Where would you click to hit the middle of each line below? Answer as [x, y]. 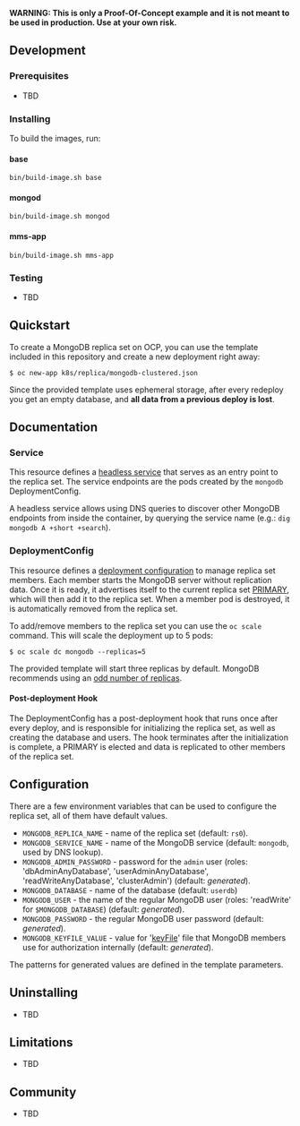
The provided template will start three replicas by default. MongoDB [134, 668]
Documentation [54, 428]
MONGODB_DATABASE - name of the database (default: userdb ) [130, 890]
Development [48, 51]
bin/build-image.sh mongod [60, 217]
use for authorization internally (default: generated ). [118, 947]
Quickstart [40, 326]
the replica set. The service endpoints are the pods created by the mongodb [146, 482]
